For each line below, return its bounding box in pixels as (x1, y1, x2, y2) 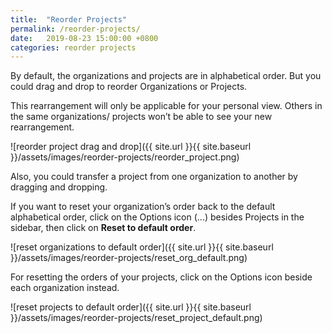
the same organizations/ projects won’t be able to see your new (10, 111, 273, 123)
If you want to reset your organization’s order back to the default (10, 201, 276, 213)
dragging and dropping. (10, 181, 108, 193)
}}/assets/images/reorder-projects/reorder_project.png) (10, 151, 240, 163)
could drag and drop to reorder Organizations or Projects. (10, 81, 248, 93)
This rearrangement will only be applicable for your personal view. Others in (10, 100, 323, 112)
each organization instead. (10, 282, 120, 294)
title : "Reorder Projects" (10, 14, 128, 25)
